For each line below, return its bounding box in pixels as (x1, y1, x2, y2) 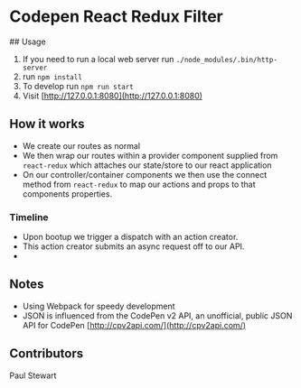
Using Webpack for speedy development (22, 300, 175, 311)
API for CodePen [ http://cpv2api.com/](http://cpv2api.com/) (22, 319, 247, 330)
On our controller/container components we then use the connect (22, 169, 268, 180)
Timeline (9, 210, 49, 223)
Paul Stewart (9, 370, 57, 381)
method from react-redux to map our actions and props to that (22, 179, 256, 189)
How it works (9, 116, 85, 132)
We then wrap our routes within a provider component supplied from (22, 150, 278, 161)
